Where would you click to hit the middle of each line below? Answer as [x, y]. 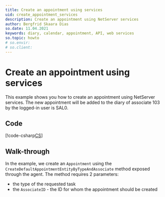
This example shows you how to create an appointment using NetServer [80, 97]
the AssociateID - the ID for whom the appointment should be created [85, 189]
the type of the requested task [44, 184]
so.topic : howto [22, 38]
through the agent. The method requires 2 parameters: [62, 174]
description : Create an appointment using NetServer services [72, 19]
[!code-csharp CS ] [24, 136]
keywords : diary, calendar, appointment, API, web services [70, 33]
